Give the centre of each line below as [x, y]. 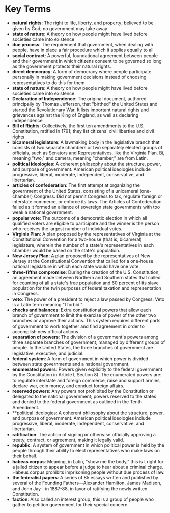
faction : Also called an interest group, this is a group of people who [83, 499]
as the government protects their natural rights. [62, 66]
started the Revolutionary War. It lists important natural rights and [80, 110]
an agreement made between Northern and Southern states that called [86, 277]
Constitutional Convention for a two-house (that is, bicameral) [77, 239]
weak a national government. [42, 212]
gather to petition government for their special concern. [70, 504]
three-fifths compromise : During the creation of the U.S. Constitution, [86, 272]
